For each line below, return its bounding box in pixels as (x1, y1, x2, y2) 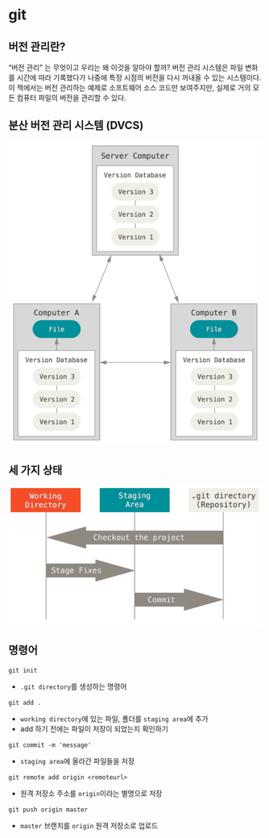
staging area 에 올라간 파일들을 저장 (19, 756, 135, 765)
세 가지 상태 (8, 463, 63, 477)
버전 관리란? (8, 40, 66, 53)
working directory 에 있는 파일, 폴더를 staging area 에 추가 (19, 714, 209, 723)
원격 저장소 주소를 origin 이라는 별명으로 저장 (19, 788, 163, 798)
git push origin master (8, 805, 89, 814)
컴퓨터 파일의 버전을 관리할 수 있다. (16, 93, 126, 102)
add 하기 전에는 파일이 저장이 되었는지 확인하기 (19, 723, 169, 733)
